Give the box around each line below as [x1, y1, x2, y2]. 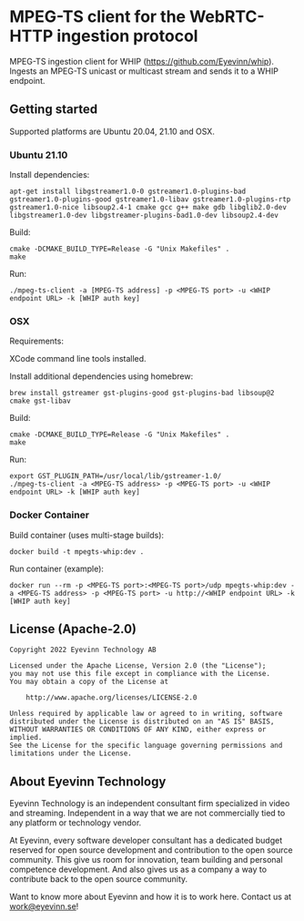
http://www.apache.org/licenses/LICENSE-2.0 [25, 693, 198, 702]
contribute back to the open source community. [9, 874, 188, 885]
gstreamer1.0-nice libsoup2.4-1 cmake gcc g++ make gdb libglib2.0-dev [9, 203, 287, 212]
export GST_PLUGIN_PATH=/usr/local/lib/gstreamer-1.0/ [9, 472, 222, 481]
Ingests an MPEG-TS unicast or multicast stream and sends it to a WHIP [9, 66, 279, 77]
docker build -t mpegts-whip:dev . [9, 547, 145, 557]
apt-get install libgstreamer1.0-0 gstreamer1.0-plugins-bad [9, 187, 247, 197]
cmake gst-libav [9, 396, 71, 406]
